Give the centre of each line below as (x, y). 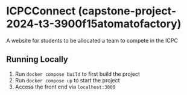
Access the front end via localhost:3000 (65, 87)
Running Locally (37, 59)
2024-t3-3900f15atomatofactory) (94, 24)
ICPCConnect (41, 11)
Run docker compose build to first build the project (78, 74)
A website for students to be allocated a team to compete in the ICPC (92, 40)
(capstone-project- (127, 11)
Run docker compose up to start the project (67, 80)
